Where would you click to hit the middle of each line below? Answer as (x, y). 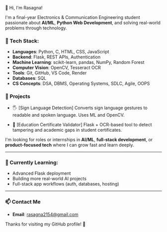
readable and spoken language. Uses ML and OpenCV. (68, 115)
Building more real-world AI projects (49, 178)
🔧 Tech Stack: (22, 41)
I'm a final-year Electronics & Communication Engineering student (73, 17)
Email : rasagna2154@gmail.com (45, 215)
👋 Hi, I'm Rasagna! (24, 8)
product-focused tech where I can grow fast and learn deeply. (70, 145)
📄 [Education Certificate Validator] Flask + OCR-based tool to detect (82, 124)
